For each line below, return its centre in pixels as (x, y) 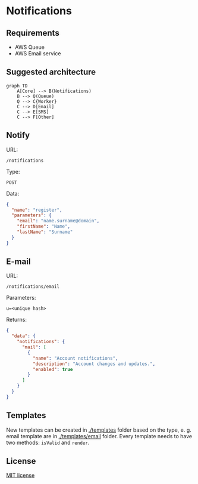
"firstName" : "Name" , (43, 227)
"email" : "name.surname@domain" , (58, 221)
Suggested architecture (51, 72)
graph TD (17, 86)
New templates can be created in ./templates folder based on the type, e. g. (99, 430)
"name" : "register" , (37, 210)
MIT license (21, 475)
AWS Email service (38, 54)
